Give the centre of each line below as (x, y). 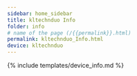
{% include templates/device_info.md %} (66, 65)
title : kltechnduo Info (42, 20)
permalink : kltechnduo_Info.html (55, 39)
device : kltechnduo (35, 46)
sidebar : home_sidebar (40, 13)
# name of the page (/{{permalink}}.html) (69, 33)
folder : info (26, 26)
